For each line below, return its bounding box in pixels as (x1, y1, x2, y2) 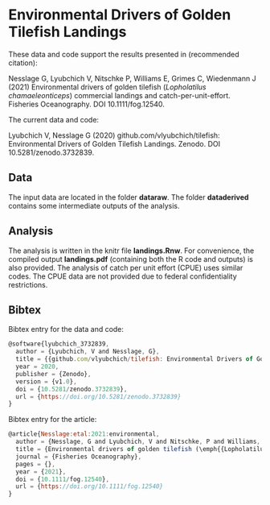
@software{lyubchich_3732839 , (8, 340, 110, 348)
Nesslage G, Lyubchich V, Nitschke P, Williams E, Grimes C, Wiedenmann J (8, 73, 256, 83)
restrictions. (8, 279, 48, 289)
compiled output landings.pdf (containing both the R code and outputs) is (8, 254, 253, 263)
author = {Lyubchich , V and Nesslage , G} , (15, 348, 160, 356)
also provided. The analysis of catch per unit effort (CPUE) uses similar (8, 263, 243, 272)
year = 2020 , (15, 362, 59, 370)
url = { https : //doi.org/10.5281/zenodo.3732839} (15, 392, 182, 400)
